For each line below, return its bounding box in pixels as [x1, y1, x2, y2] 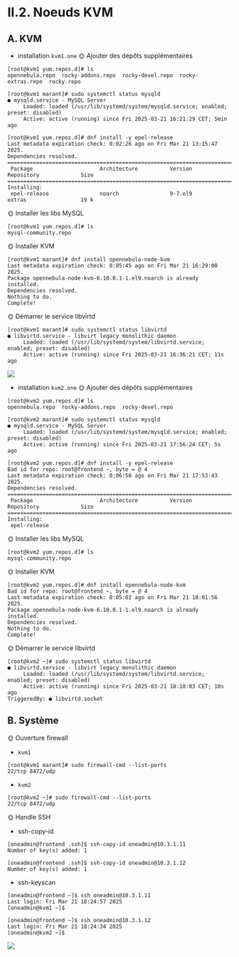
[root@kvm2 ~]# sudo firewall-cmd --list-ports [7, 794, 152, 801]
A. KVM [7, 33, 43, 45]
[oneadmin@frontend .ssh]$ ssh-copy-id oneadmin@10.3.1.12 [7, 859, 186, 867]
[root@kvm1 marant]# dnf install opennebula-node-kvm [7, 256, 171, 263]
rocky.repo [48, 78, 81, 85]
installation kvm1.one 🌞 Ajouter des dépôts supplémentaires [17, 51, 193, 60]
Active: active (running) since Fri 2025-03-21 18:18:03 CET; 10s [23, 683, 224, 690]
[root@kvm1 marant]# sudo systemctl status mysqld [7, 90, 161, 97]
